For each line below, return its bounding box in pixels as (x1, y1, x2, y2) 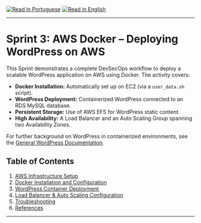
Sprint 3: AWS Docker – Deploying (6, 32, 178, 46)
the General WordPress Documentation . (6, 138, 105, 146)
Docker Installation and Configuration (14, 179, 107, 186)
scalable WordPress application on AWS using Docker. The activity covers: (6, 71, 190, 78)
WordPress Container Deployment (14, 185, 99, 192)
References (14, 204, 44, 211)
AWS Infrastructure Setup (14, 172, 78, 179)
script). (14, 89, 33, 96)
